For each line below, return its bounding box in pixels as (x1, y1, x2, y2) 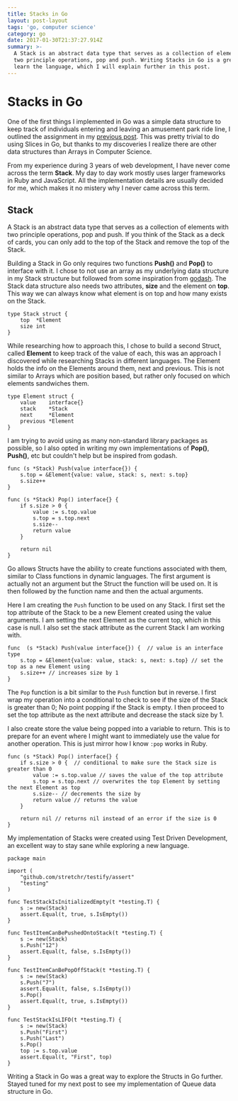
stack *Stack (20, 406, 69, 413)
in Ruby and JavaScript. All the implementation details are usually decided (7, 176, 223, 184)
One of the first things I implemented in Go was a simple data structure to (7, 117, 222, 125)
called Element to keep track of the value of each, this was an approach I (7, 349, 221, 358)
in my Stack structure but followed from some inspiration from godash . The (7, 274, 227, 283)
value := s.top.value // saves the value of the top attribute (33, 772, 223, 779)
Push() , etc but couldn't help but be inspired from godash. (7, 452, 178, 460)
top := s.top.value (20, 1047, 78, 1055)
